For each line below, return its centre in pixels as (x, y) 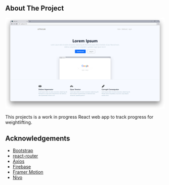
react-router (25, 156)
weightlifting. (19, 122)
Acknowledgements (38, 138)
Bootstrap (23, 151)
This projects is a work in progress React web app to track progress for (79, 117)
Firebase (22, 167)
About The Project (35, 8)
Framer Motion (28, 172)
